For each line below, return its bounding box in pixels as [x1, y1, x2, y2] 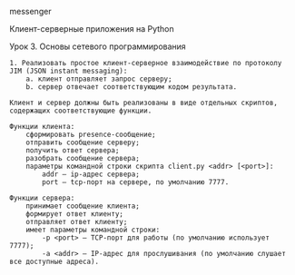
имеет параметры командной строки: [25, 225, 161, 234]
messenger [9, 6, 52, 16]
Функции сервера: [9, 193, 75, 202]
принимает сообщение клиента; [25, 201, 141, 211]
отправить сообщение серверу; [25, 138, 141, 147]
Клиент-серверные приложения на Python [9, 24, 174, 34]
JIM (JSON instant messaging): [9, 66, 128, 75]
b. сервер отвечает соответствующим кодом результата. [25, 83, 238, 92]
